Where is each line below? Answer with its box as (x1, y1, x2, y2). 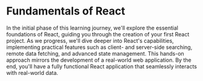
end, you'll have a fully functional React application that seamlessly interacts (6, 62, 197, 70)
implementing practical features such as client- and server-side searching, (6, 44, 193, 51)
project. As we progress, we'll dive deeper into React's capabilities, (6, 37, 174, 44)
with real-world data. (6, 69, 59, 76)
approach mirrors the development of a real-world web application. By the (6, 56, 192, 63)
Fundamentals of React (6, 4, 125, 18)
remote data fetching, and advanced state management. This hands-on (6, 50, 185, 57)
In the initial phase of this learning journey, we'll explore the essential (6, 24, 179, 31)
